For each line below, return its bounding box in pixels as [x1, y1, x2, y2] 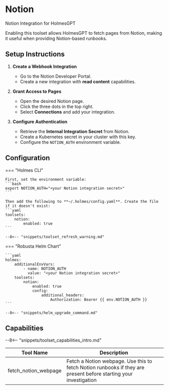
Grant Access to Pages [12, 88, 61, 94]
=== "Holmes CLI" [5, 167, 44, 173]
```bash [5, 181, 22, 186]
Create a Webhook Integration [12, 63, 77, 69]
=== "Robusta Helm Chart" [5, 243, 61, 249]
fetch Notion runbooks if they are [66, 364, 145, 371]
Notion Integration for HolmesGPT [5, 20, 76, 26]
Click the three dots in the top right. [20, 103, 94, 109]
